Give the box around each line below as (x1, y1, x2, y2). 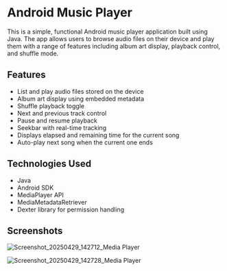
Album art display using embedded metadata (16, 94, 145, 103)
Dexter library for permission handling (16, 205, 125, 214)
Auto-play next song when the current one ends (16, 138, 153, 146)
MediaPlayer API (16, 190, 64, 199)
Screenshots (7, 224, 63, 237)
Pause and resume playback (16, 116, 98, 125)
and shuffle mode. (7, 49, 59, 57)
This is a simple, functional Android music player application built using (7, 27, 208, 36)
